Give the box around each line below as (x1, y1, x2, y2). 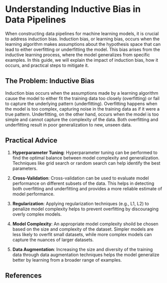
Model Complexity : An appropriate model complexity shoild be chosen (12, 221, 159, 227)
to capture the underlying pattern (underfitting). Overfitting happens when (5, 101, 158, 107)
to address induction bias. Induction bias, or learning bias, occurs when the (5, 36, 160, 42)
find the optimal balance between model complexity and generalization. (12, 154, 160, 160)
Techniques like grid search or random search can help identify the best (12, 160, 161, 166)
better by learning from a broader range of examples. (12, 257, 122, 263)
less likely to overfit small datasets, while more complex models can (12, 231, 152, 237)
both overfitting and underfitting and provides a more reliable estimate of (12, 185, 163, 191)
